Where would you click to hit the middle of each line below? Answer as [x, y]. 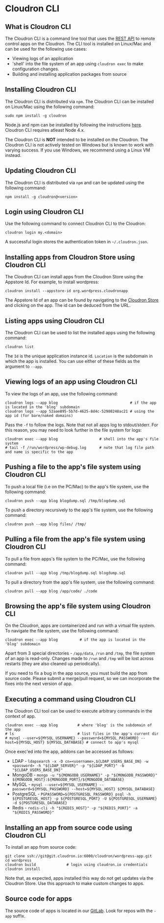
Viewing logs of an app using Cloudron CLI [71, 382]
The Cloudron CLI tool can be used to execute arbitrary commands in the [79, 711]
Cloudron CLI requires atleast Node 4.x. [45, 130]
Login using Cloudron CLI [45, 212]
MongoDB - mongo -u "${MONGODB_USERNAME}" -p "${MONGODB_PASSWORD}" [85, 775]
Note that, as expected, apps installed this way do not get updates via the [79, 878]
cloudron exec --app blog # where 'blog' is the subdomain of [79, 725]
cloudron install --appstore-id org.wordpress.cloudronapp [67, 291]
